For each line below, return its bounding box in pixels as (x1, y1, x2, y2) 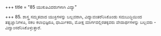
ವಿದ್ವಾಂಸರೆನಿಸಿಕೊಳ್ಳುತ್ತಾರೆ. (5, 25, 42, 31)
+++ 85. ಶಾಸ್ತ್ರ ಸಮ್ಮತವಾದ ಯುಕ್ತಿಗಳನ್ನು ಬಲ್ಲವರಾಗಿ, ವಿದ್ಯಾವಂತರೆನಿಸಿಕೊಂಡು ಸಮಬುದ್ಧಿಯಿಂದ (5, 14, 142, 19)
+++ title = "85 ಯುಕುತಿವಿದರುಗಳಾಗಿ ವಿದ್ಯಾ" (5, 4, 77, 10)
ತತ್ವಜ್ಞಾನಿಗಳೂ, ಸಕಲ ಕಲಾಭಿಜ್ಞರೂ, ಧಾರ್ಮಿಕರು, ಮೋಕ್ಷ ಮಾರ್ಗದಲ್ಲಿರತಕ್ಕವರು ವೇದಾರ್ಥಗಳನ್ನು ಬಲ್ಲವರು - (5, 19, 156, 25)
